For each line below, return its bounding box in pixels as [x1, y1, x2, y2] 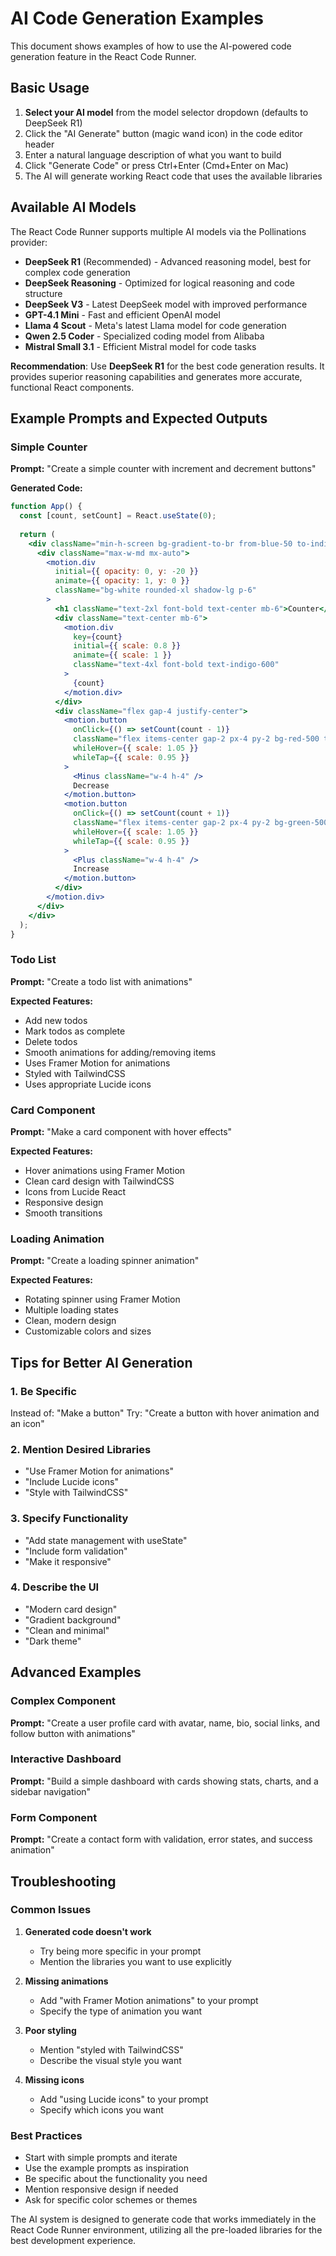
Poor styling [24, 2024, 77, 2036]
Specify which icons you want [39, 2103, 164, 2116]
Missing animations [24, 1975, 109, 1987]
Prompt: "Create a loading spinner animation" [10, 1255, 200, 1267]
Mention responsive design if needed [24, 2183, 179, 2196]
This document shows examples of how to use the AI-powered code [10, 40, 292, 52]
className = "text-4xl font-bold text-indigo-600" [73, 660, 280, 670]
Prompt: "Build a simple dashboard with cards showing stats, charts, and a [10, 1775, 319, 1787]
